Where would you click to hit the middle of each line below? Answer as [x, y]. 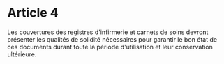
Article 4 [33, 13]
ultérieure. [22, 54]
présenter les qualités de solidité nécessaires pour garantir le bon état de [112, 39]
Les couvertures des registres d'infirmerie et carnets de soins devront [108, 32]
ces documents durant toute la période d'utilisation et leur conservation [110, 47]
